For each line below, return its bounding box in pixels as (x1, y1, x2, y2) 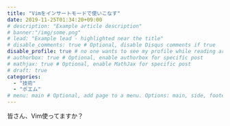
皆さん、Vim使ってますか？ (7, 112, 84, 120)
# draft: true (7, 67, 48, 74)
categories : (7, 73, 41, 80)
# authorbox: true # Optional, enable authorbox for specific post (7, 54, 204, 61)
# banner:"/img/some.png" (7, 29, 81, 36)
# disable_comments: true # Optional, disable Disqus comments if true (7, 42, 216, 48)
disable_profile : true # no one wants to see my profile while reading (7, 48, 216, 55)
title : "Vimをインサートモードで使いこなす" (7, 10, 121, 17)
